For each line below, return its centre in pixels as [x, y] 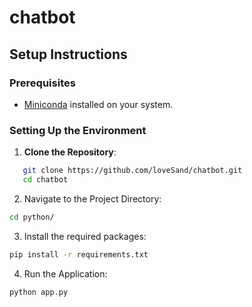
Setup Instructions [68, 54]
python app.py [39, 292]
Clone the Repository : [70, 152]
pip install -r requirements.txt [79, 254]
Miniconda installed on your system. [98, 104]
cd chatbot [45, 180]
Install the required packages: [85, 236]
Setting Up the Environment [78, 130]
